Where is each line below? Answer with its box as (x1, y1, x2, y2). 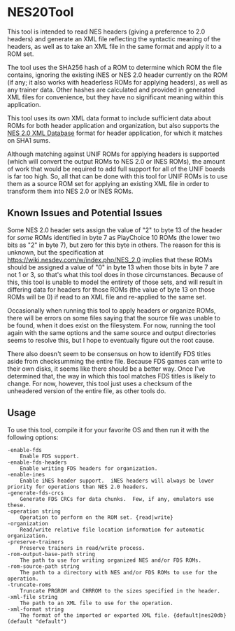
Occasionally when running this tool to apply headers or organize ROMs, (7, 306, 216, 315)
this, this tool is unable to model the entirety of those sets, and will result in (7, 278, 223, 286)
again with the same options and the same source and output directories (7, 328, 217, 336)
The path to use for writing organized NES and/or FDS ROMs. (20, 557, 201, 564)
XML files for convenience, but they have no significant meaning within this (7, 92, 224, 101)
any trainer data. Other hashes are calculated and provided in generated (7, 85, 215, 94)
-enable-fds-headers (7, 459, 68, 466)
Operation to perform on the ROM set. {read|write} (20, 513, 173, 521)
